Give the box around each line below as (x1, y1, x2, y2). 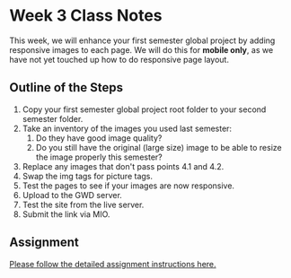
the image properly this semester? (35, 152, 163, 162)
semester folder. (22, 113, 84, 124)
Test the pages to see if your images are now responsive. (22, 180, 235, 191)
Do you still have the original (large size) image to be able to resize (35, 142, 282, 152)
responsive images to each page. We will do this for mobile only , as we (9, 44, 274, 55)
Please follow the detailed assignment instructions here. (9, 258, 217, 269)
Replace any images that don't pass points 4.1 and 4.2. (22, 161, 225, 171)
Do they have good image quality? (35, 132, 163, 143)
